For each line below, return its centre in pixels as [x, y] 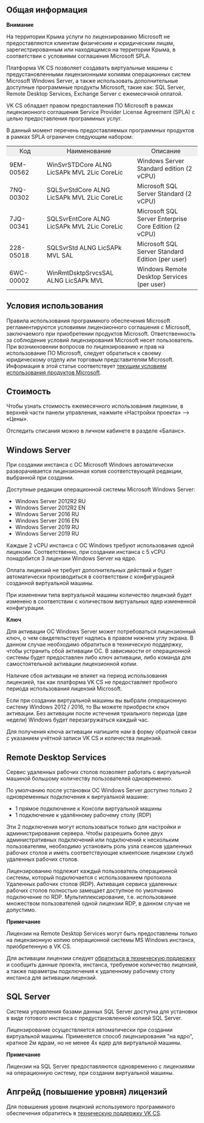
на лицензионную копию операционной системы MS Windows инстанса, [101, 940]
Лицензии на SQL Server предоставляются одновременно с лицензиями [101, 1066]
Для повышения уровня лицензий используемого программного [91, 1107]
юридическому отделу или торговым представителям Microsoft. [90, 360]
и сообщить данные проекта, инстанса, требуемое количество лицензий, [102, 965]
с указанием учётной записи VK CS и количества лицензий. [84, 738]
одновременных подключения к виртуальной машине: [77, 797]
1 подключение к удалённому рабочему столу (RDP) [83, 815]
